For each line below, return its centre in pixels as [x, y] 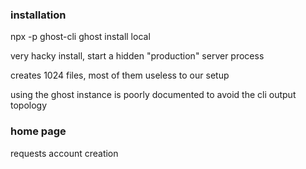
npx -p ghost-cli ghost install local [80, 37]
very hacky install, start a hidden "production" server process [137, 56]
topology [29, 105]
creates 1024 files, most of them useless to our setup [120, 75]
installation [38, 15]
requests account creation [64, 153]
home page [38, 131]
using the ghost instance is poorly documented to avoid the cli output [153, 95]
